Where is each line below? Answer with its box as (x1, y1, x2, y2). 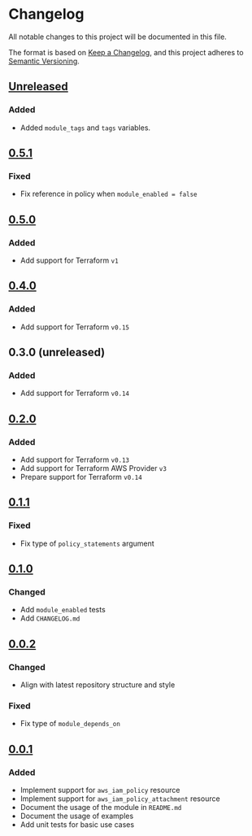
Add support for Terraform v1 (20, 255, 119, 265)
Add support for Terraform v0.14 (20, 388, 130, 398)
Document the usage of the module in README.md (20, 803, 182, 812)
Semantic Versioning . (8, 56, 80, 66)
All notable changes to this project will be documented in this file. (8, 32, 228, 41)
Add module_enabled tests (20, 605, 106, 615)
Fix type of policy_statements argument (20, 538, 154, 548)
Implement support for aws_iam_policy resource (20, 786, 180, 795)
